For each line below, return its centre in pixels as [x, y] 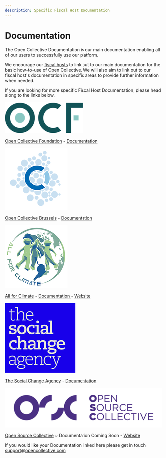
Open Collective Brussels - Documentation [49, 218]
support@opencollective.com [35, 450]
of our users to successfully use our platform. [52, 55]
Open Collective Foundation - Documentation [51, 141]
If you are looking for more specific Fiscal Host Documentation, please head [83, 90]
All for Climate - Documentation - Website [48, 296]
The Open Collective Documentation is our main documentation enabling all [83, 49]
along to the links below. [30, 95]
